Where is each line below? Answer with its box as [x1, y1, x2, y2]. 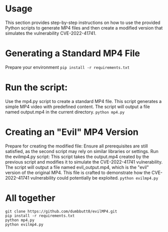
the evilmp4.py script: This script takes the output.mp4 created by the [5, 153, 149, 159]
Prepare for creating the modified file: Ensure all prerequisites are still [5, 143, 148, 149]
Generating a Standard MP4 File [5, 48, 140, 59]
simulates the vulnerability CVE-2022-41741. [5, 30, 96, 36]
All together [5, 192, 56, 203]
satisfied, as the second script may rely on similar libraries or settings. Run [5, 148, 158, 154]
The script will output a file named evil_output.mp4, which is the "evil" [5, 164, 149, 170]
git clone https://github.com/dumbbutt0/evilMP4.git [5, 208, 117, 214]
